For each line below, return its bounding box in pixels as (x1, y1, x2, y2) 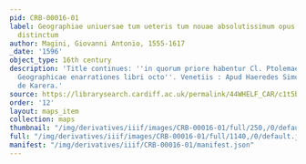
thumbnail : (9, 124, 51, 133)
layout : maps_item (9, 107, 79, 116)
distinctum (17, 30, 59, 39)
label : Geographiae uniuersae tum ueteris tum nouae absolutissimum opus (9, 22, 296, 31)
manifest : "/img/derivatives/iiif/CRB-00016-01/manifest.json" (9, 140, 255, 149)
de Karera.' (17, 81, 64, 90)
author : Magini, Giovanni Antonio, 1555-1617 (9, 38, 185, 48)
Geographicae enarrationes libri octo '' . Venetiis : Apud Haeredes (17, 73, 280, 82)
